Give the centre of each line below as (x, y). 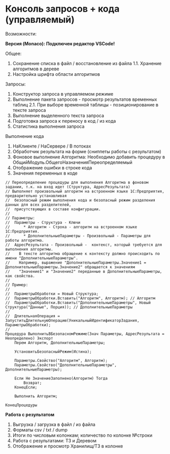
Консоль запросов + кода (62, 9)
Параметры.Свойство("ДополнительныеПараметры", (65, 365)
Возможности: (21, 34)
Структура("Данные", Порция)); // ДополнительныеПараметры (69, 307)
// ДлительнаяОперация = (32, 316)
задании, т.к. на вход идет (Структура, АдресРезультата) (68, 187)
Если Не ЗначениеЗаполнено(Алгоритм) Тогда (61, 378)
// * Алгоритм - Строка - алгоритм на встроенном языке (71, 227)
